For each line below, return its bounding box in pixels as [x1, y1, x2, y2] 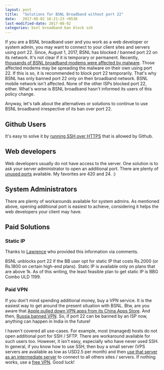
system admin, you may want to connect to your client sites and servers [5, 44, 150, 50]
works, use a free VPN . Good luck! [5, 359, 75, 365]
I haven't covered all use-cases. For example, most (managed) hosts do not [5, 328, 158, 334]
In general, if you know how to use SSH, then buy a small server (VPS [5, 343, 145, 349]
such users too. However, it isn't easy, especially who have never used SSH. [5, 338, 159, 344]
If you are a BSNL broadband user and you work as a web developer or [5, 39, 148, 45]
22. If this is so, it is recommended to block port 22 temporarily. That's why [5, 70, 157, 76]
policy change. [5, 91, 35, 97]
